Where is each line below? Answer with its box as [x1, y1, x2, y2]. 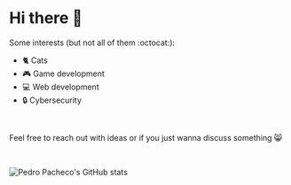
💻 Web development [21, 81, 99, 92]
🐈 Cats [21, 55, 49, 66]
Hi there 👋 [9, 8, 83, 28]
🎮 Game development [21, 68, 105, 79]
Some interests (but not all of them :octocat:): [9, 37, 176, 48]
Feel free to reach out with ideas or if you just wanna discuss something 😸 [9, 132, 283, 143]
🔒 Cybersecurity [21, 95, 83, 105]
